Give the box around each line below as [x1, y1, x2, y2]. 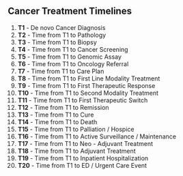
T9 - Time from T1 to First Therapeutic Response [17, 81, 156, 89]
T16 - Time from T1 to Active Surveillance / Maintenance [17, 132, 177, 141]
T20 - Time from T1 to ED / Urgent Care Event [17, 161, 147, 169]
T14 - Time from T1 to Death [17, 117, 98, 126]
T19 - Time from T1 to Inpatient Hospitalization [17, 153, 149, 162]
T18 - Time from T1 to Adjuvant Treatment [17, 147, 136, 155]
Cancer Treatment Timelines [8, 5, 132, 17]
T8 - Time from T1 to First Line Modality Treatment [17, 74, 160, 83]
